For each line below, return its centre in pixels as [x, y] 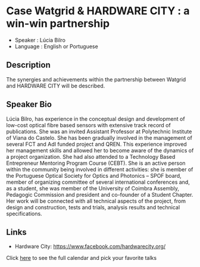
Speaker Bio [29, 104]
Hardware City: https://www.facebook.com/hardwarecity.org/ [90, 246]
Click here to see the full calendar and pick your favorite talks [81, 258]
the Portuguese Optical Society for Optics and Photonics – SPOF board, [94, 175]
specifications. [24, 213]
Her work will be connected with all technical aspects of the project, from [96, 201]
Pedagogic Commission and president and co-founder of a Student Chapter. [100, 194]
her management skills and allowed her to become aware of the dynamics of [100, 150]
